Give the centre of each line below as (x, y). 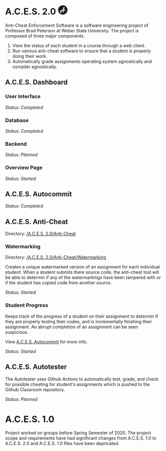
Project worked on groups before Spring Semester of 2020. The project (78, 433)
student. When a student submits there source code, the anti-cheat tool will (82, 272)
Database (17, 120)
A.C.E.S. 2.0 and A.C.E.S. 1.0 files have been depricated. (62, 444)
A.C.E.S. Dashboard (36, 82)
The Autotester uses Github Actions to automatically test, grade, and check (82, 379)
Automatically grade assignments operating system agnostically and (82, 61)
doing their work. (30, 56)
